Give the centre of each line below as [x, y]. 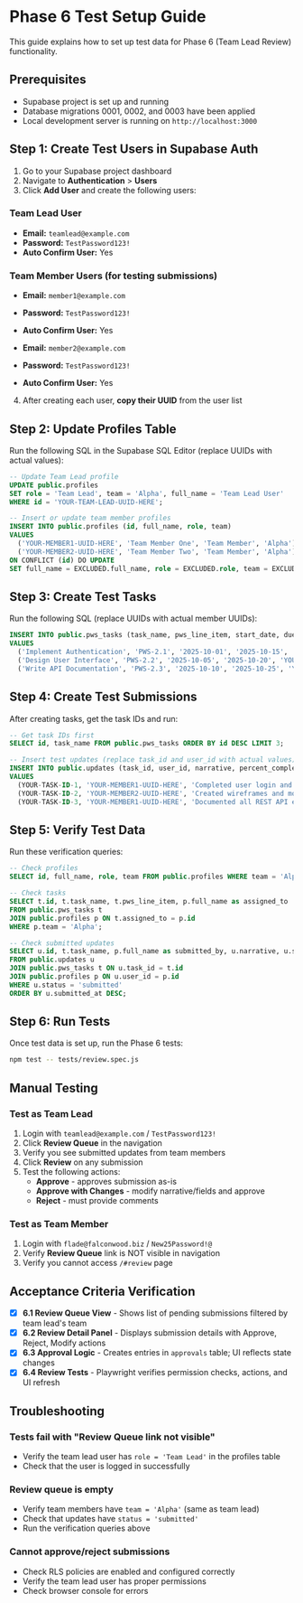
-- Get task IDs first [52, 735]
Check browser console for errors [85, 1590]
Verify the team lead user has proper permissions [115, 1581]
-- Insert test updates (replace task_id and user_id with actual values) [153, 760]
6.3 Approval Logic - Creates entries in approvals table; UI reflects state [156, 1353]
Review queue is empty [62, 1490]
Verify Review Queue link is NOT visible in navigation [121, 1253]
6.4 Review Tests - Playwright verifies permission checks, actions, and [155, 1373]
